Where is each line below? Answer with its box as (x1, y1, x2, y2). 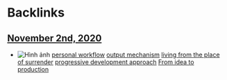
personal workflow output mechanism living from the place (51, 50, 220, 59)
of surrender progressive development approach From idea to (17, 58, 194, 66)
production (17, 66, 49, 73)
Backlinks (7, 5, 65, 21)
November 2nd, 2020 (7, 32, 102, 44)
